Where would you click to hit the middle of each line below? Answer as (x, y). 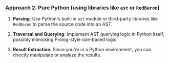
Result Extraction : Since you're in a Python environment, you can (82, 50)
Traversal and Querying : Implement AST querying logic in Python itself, (89, 34)
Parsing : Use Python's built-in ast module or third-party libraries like (85, 19)
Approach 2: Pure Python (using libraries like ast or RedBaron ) (82, 8)
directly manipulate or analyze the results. (57, 55)
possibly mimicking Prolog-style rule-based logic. (65, 39)
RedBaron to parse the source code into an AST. (62, 24)
